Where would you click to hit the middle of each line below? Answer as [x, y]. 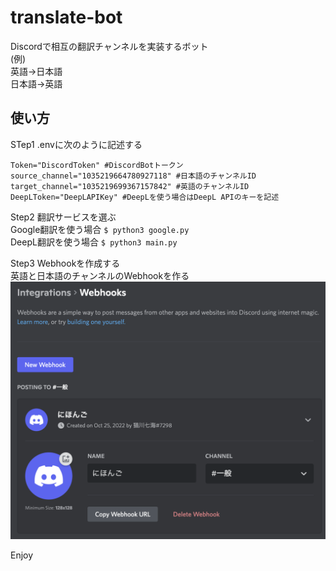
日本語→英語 [36, 83]
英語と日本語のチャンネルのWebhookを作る [100, 275]
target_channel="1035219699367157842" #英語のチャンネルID [130, 186]
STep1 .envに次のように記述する [76, 144]
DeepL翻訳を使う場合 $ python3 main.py [94, 242]
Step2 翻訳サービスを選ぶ [63, 217]
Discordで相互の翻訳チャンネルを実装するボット [109, 46]
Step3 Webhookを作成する [65, 263]
